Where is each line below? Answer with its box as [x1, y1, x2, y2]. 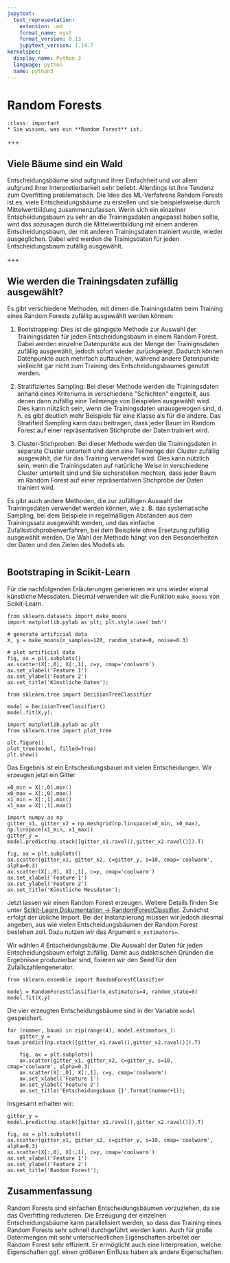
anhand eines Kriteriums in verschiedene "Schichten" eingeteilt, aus [16, 390, 210, 398]
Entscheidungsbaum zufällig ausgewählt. [7, 242, 124, 251]
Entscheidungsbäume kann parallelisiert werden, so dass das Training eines [7, 1218, 222, 1227]
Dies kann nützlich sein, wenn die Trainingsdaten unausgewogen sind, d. [16, 404, 224, 413]
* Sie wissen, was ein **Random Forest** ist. [7, 126, 143, 133]
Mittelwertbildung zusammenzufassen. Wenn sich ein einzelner [7, 206, 187, 214]
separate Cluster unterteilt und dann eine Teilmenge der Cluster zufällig [16, 447, 220, 455]
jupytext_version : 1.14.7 [19, 42, 94, 49]
